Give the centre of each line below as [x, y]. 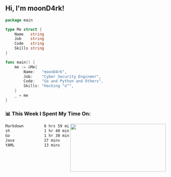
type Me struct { [24, 29]
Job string [29, 39]
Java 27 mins [33, 140]
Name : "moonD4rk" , [45, 72]
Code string [29, 44]
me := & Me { [26, 67]
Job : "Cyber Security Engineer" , [62, 77]
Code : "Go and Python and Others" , [63, 81]
